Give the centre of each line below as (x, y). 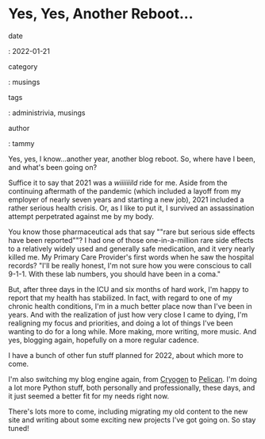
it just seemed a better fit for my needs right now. (88, 396)
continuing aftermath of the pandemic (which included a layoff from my (125, 191)
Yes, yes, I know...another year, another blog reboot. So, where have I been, (132, 159)
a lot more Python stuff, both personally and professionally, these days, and (132, 387)
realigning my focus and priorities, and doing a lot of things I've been (121, 323)
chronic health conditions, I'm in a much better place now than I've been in (130, 306)
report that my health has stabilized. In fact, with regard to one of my (120, 298)
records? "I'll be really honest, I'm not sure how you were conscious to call (130, 265)
